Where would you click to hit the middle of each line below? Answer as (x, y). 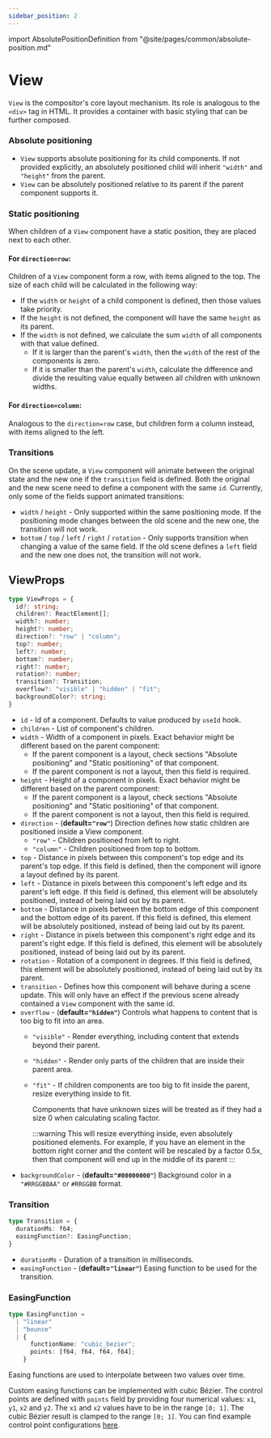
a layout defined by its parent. (70, 874)
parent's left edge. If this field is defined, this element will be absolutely (139, 892)
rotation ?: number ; (49, 674)
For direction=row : (40, 258)
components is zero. (66, 361)
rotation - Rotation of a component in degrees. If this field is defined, (136, 961)
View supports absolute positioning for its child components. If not (130, 158)
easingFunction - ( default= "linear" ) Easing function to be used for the (138, 1268)
